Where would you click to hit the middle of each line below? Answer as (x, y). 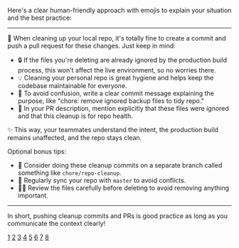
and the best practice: (40, 18)
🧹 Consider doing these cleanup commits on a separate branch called (120, 165)
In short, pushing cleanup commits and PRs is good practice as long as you (117, 216)
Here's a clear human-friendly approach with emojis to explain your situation (119, 10)
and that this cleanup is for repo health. (75, 116)
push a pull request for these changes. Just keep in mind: (91, 46)
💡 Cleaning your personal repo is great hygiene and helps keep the (116, 78)
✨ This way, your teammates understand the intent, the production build (113, 130)
